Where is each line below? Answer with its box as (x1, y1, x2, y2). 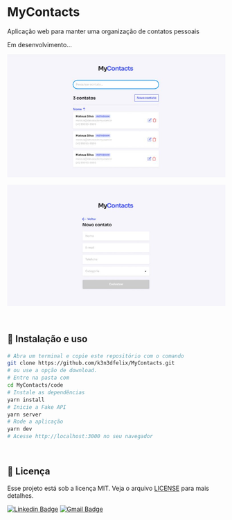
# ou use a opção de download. (7, 367, 98, 374)
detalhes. (7, 491, 34, 500)
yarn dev (7, 426, 33, 433)
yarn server (7, 411, 42, 418)
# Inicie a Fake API (7, 403, 67, 410)
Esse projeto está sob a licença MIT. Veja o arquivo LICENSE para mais (7, 484, 210, 492)
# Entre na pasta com (7, 374, 70, 382)
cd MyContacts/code (7, 382, 64, 389)
